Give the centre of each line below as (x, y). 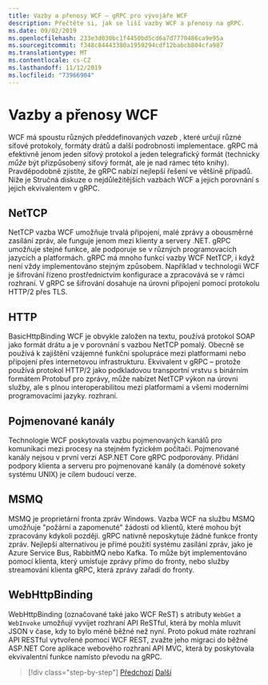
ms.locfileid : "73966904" (51, 75)
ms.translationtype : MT (48, 53)
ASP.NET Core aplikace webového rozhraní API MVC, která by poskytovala (131, 648)
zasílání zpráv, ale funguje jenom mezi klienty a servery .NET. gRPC (120, 241)
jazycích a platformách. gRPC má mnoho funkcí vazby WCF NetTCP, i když (132, 258)
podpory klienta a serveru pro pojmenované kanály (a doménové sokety (127, 466)
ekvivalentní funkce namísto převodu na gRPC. (85, 656)
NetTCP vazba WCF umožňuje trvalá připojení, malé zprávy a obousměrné (131, 232)
